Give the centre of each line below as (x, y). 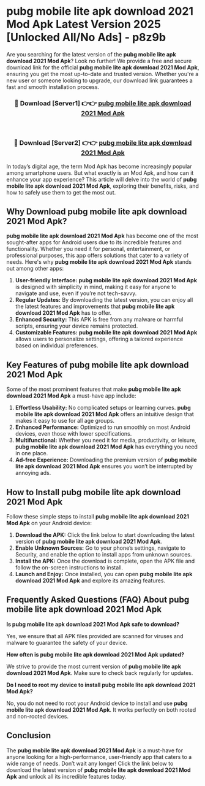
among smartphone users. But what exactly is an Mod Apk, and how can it (100, 172)
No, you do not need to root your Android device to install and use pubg (97, 703)
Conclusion (29, 735)
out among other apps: (35, 269)
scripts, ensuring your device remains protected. (76, 326)
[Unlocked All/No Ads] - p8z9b (86, 37)
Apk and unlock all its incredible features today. (66, 776)
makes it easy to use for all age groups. (65, 421)
